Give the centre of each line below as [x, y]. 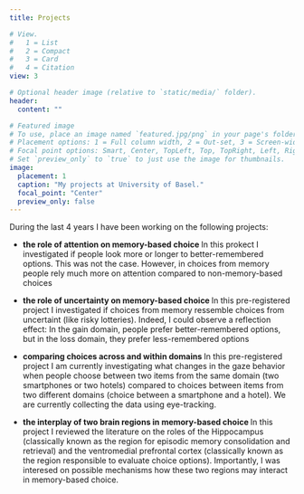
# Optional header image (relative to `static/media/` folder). [133, 92]
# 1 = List [34, 43]
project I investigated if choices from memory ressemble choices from [153, 310]
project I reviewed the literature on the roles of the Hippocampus [143, 432]
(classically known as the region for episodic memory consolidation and [157, 442]
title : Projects [40, 18]
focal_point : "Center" [60, 193]
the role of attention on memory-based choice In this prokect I [141, 244]
